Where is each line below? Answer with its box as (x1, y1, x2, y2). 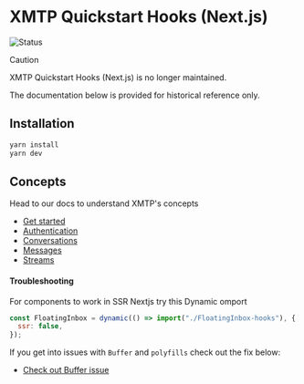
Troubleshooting (9, 275, 75, 286)
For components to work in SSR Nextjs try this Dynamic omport (9, 296, 247, 306)
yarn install (9, 140, 59, 150)
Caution (9, 54, 39, 65)
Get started (22, 216, 66, 227)
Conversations (22, 235, 78, 246)
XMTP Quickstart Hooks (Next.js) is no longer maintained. (9, 71, 227, 83)
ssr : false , (17, 322, 64, 331)
